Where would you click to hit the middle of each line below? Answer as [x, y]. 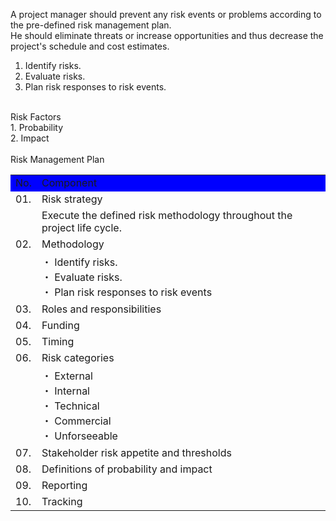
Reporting [64, 485]
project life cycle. [81, 227]
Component [69, 182]
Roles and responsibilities [101, 309]
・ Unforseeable [79, 436]
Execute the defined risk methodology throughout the [167, 215]
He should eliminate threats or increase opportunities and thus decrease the [167, 35]
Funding [60, 325]
